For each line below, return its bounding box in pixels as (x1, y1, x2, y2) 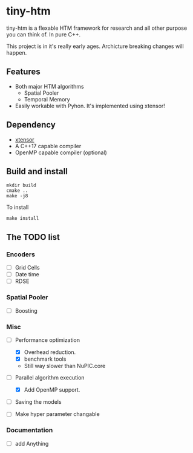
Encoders (6, 250, 35, 259)
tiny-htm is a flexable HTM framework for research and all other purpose (6, 24, 188, 32)
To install (6, 203, 29, 211)
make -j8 (6, 193, 28, 199)
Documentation (6, 426, 53, 435)
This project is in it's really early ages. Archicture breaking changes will (6, 43, 184, 50)
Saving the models (15, 398, 62, 406)
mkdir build (6, 182, 36, 189)
